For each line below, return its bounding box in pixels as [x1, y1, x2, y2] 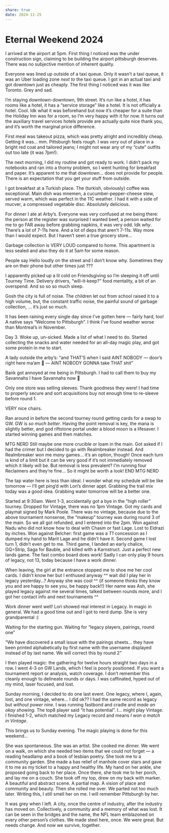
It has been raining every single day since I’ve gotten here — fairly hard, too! [5, 314, 164, 320]
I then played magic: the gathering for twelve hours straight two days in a [5, 660, 157, 666]
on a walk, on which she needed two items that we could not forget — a [5, 748, 154, 754]
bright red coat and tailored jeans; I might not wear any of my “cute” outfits [5, 144, 160, 150]
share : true [5, 7, 30, 13]
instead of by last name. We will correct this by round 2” [5, 650, 122, 656]
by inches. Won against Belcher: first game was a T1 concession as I [5, 531, 147, 537]
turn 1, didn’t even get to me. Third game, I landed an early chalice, [5, 541, 144, 547]
